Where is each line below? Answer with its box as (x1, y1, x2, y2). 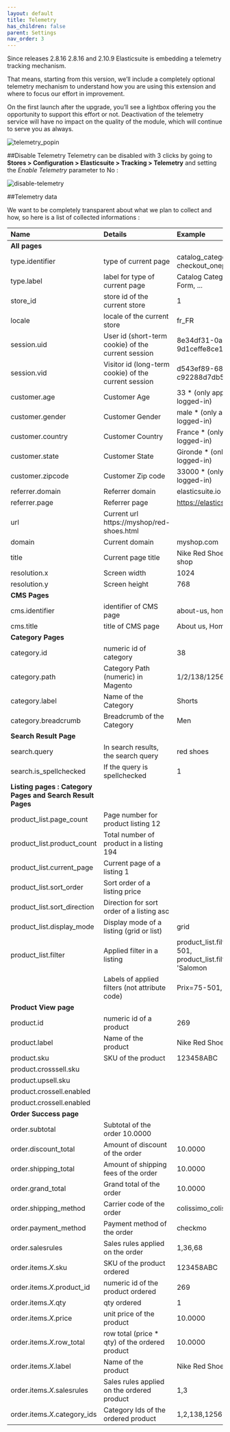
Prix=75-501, (177, 983, 222, 992)
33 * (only (177, 388, 211, 398)
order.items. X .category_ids (10, 1409, 97, 1419)
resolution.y (10, 580, 49, 589)
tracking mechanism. (7, 62, 66, 70)
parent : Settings (7, 29, 57, 36)
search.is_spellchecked (10, 766, 86, 776)
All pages (10, 241, 42, 251)
